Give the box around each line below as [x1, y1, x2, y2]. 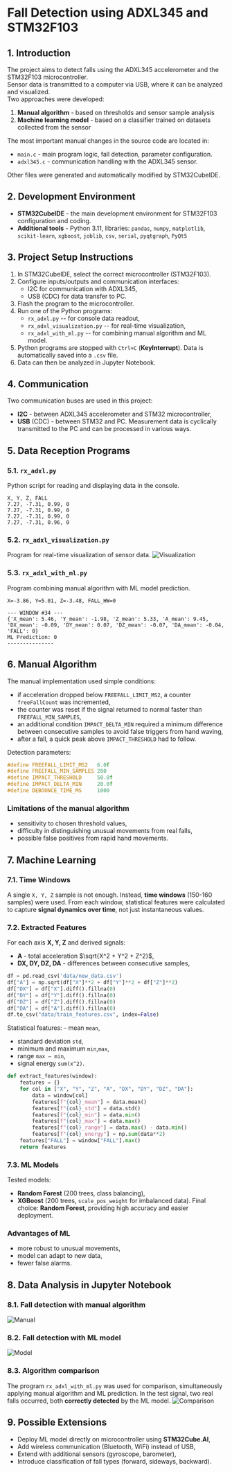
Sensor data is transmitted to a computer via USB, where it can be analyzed [7, 80, 223, 88]
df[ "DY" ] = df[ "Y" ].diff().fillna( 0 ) [7, 992, 116, 999]
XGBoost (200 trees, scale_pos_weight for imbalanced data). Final [17, 1197, 206, 1205]
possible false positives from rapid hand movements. [17, 834, 168, 843]
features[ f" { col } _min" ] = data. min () [32, 1111, 141, 1119]
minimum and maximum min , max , [17, 1044, 109, 1053]
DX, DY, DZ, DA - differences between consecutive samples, [17, 959, 190, 967]
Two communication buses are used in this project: [7, 396, 153, 405]
